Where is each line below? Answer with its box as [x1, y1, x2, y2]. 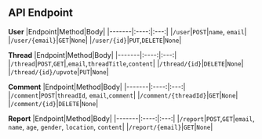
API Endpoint [8, 6, 73, 20]
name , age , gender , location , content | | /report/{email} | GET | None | [8, 122, 213, 131]
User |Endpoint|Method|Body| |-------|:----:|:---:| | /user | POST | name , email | [8, 27, 247, 36]
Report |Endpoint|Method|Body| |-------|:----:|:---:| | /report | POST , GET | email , [8, 113, 255, 123]
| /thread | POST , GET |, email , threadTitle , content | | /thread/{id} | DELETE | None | [8, 59, 244, 68]
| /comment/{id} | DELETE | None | [8, 98, 99, 108]
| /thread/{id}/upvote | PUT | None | [8, 66, 109, 77]
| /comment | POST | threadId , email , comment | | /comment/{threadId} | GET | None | [8, 90, 238, 100]
